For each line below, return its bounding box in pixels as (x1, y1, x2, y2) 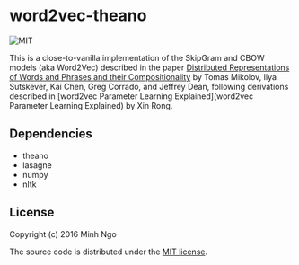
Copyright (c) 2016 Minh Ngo (9, 228, 117, 239)
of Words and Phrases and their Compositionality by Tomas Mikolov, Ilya (9, 71, 277, 82)
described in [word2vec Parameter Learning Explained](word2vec (9, 91, 254, 102)
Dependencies (9, 127, 92, 142)
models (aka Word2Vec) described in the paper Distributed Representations (9, 62, 290, 73)
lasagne (22, 159, 52, 171)
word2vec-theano (9, 5, 147, 26)
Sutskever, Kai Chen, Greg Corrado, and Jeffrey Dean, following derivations (9, 81, 289, 92)
